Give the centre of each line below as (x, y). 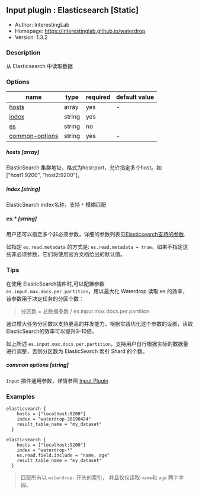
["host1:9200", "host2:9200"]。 (44, 175)
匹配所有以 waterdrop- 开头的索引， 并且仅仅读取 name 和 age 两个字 (102, 477)
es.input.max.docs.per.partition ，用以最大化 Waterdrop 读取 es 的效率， (97, 291)
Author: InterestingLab (42, 24)
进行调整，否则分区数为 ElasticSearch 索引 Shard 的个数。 (77, 351)
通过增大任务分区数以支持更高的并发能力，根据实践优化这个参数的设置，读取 (99, 323)
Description (23, 52)
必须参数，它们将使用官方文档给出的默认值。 (71, 254)
